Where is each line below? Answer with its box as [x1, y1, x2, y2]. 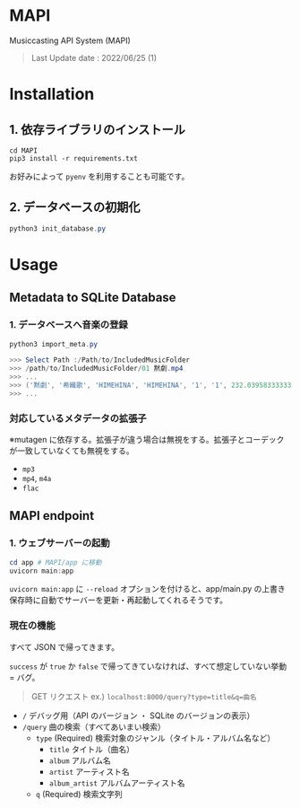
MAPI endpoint [9, 508, 95, 523]
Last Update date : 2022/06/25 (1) [30, 52, 158, 63]
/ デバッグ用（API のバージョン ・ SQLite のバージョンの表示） [21, 710, 255, 721]
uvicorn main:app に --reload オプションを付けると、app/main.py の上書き [9, 584, 287, 594]
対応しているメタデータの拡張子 [9, 412, 147, 425]
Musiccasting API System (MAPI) [9, 35, 132, 46]
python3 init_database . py [9, 224, 106, 233]
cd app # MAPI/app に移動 [9, 558, 102, 566]
